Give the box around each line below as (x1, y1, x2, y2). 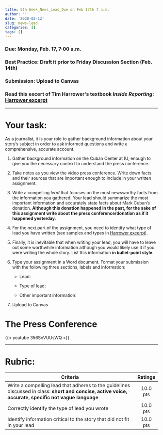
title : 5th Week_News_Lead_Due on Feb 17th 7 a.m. (5, 7, 110, 12)
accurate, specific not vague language (7, 394, 98, 401)
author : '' (5, 12, 27, 16)
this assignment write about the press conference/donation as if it (12, 210, 149, 216)
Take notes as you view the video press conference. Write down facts (12, 170, 152, 176)
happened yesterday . (12, 216, 57, 221)
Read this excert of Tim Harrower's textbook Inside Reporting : (5, 91, 154, 97)
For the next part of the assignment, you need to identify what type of (12, 225, 152, 231)
